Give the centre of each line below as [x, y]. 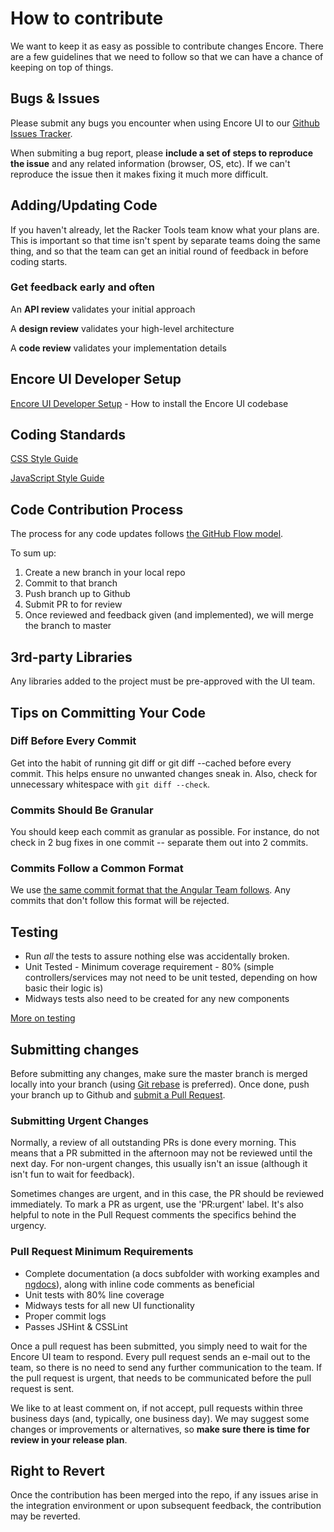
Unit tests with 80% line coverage [94, 1294]
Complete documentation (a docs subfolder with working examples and [172, 1273]
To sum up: [33, 553]
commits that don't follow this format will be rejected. [120, 901]
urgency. [28, 1226]
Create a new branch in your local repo [105, 573]
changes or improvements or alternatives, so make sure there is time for [160, 1429]
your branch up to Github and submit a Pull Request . [118, 1095]
